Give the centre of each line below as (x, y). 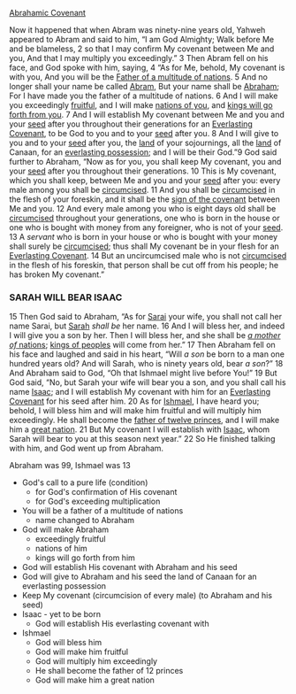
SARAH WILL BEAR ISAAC (66, 297)
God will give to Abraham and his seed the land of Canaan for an (140, 577)
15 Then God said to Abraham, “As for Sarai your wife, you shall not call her (146, 317)
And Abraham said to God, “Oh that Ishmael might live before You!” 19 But (143, 373)
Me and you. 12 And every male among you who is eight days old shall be (143, 208)
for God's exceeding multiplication (98, 501)
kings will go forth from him (85, 558)
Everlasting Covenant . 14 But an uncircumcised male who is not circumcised (148, 255)
